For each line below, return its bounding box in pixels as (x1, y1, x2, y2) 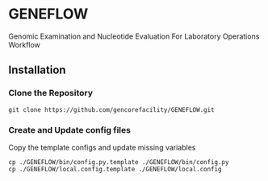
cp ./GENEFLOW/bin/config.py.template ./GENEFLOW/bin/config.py (8, 158, 229, 166)
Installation (8, 64, 66, 77)
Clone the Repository (8, 88, 94, 99)
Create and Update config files (8, 124, 132, 135)
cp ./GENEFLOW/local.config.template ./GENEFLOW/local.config (8, 165, 222, 173)
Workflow (8, 39, 40, 49)
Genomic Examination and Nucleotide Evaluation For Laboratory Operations (8, 31, 260, 41)
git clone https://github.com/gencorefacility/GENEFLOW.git (8, 105, 216, 113)
